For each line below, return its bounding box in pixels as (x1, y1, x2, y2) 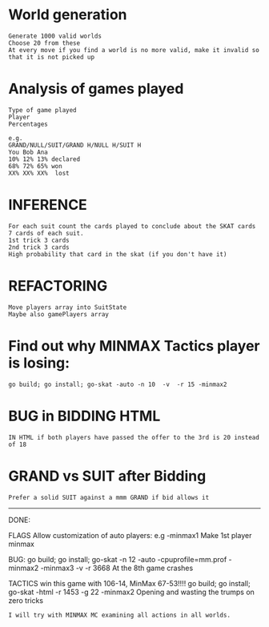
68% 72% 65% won (8, 162, 62, 170)
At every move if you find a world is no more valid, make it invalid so (8, 46, 260, 54)
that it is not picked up (8, 53, 94, 61)
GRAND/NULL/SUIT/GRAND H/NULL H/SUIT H (8, 141, 142, 149)
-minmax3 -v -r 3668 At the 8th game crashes (40, 563, 194, 573)
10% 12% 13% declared (8, 155, 81, 163)
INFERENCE (8, 196, 88, 214)
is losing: (8, 354, 70, 372)
